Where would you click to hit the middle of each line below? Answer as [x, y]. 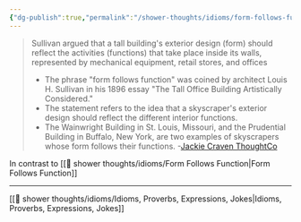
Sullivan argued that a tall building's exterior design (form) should [152, 43]
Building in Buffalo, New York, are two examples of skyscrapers [162, 136]
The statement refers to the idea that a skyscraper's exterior [156, 107]
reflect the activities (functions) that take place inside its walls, [146, 52]
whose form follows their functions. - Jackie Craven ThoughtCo [161, 146]
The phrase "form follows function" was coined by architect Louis [166, 79]
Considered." [69, 98]
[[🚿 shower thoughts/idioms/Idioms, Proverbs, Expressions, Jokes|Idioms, [146, 199]
